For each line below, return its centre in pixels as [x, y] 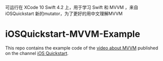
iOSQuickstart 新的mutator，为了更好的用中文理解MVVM [64, 13]
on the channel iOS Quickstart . [37, 53]
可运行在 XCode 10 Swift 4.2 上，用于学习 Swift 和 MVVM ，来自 [72, 7]
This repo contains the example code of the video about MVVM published [82, 48]
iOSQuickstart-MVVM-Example [73, 34]
